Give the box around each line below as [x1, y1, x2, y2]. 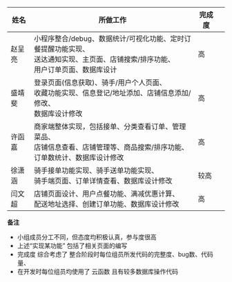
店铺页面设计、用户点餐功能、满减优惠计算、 [33, 189, 180, 199]
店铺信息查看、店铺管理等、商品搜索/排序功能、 [33, 143, 188, 152]
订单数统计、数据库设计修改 [33, 153, 124, 162]
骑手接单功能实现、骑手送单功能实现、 [33, 165, 159, 175]
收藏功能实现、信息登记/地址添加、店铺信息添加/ [33, 88, 191, 97]
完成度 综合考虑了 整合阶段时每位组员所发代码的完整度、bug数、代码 [17, 250, 214, 258]
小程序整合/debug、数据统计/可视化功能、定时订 [33, 34, 191, 43]
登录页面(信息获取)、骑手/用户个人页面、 [33, 78, 167, 87]
